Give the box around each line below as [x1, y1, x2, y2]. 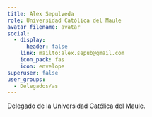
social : [7, 30, 30, 37]
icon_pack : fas [20, 56, 65, 63]
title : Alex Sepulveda [7, 10, 74, 18]
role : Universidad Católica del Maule [7, 17, 122, 24]
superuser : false [7, 69, 59, 76]
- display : [13, 37, 46, 44]
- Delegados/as [13, 82, 59, 90]
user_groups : [7, 75, 46, 83]
